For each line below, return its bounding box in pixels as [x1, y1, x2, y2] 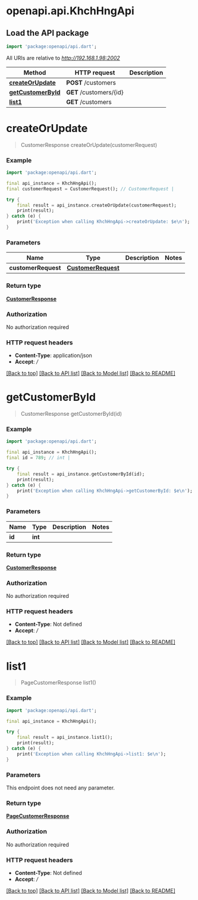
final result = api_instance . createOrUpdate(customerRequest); [17, 202, 177, 208]
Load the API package [6, 28, 89, 38]
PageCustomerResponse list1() [20, 679, 96, 686]
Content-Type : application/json [14, 352, 92, 359]
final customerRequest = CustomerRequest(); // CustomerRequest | [6, 186, 174, 192]
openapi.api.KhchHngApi [6, 4, 135, 18]
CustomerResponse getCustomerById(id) [20, 410, 122, 418]
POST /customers [66, 79, 116, 87]
